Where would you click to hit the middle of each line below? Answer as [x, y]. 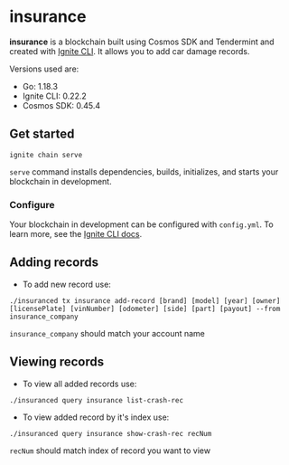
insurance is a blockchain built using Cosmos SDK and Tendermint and [142, 42]
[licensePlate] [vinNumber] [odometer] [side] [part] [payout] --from [145, 308]
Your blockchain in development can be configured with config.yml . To [141, 224]
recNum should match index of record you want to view [110, 451]
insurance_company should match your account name [107, 333]
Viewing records [57, 362]
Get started [42, 134]
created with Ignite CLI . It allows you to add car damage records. [130, 51]
